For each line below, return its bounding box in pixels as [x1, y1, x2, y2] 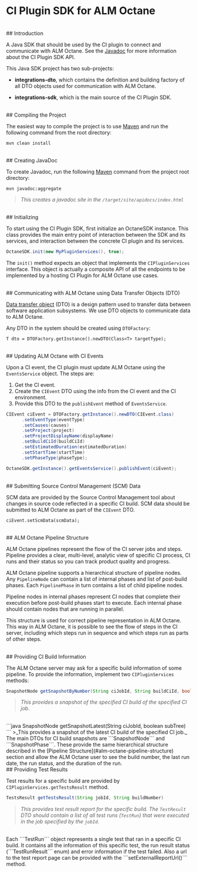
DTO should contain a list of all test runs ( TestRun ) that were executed [20, 812, 189, 819]
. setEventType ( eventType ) [21, 417, 85, 423]
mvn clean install [6, 140, 51, 146]
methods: [6, 677, 29, 684]
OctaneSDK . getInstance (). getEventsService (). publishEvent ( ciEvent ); [6, 465, 177, 471]
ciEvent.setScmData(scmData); [6, 517, 80, 523]
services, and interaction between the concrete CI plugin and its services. [6, 237, 185, 244]
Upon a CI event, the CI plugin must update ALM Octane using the [6, 363, 165, 370]
